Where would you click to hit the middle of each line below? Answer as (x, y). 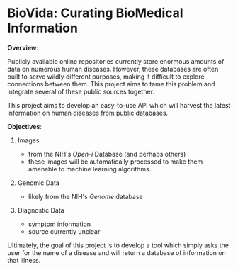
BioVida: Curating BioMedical (95, 13)
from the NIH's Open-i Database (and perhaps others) (107, 154)
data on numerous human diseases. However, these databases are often (113, 69)
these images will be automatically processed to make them (115, 162)
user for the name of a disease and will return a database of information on (117, 252)
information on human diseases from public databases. (88, 113)
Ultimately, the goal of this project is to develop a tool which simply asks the (118, 245)
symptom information (59, 224)
